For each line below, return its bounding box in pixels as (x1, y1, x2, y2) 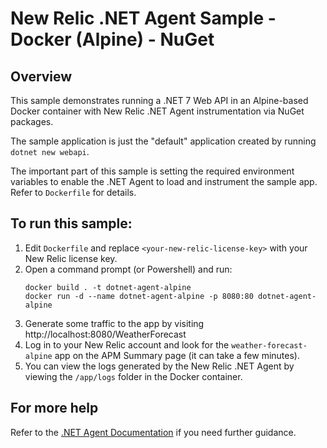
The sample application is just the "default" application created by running (10, 135, 317, 147)
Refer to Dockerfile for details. (10, 187, 137, 198)
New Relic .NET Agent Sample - (10, 7, 277, 30)
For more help (10, 400, 99, 417)
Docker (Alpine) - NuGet (10, 28, 215, 51)
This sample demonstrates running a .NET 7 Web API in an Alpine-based (10, 95, 309, 106)
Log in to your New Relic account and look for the (24, 338, 230, 351)
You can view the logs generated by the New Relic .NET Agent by (24, 360, 295, 372)
